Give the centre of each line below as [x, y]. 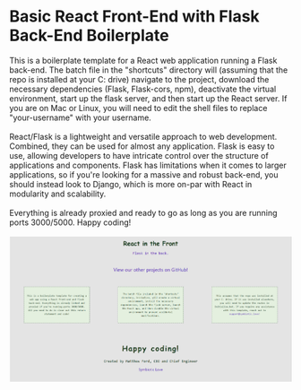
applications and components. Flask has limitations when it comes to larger [148, 165]
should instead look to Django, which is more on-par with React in [131, 184]
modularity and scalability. [58, 194]
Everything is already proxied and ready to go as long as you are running [143, 212]
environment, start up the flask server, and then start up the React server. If [148, 98]
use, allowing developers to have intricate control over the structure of [139, 155]
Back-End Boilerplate [90, 35]
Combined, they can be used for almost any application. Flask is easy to [142, 146]
